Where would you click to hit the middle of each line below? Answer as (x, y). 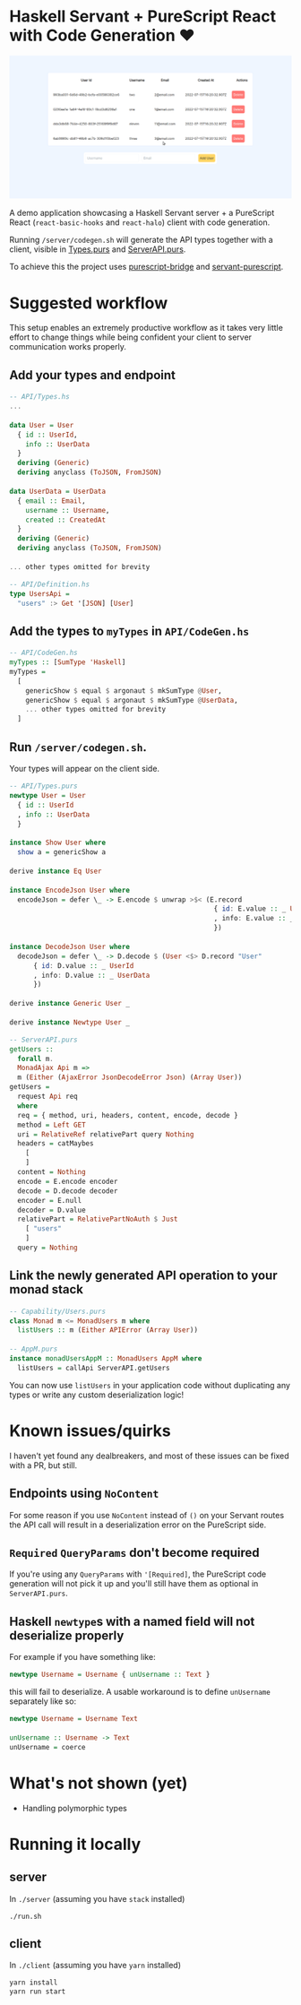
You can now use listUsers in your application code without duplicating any (150, 1385)
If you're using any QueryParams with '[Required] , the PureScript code (138, 1574)
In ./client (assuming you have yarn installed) (95, 1966)
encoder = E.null (50, 1200)
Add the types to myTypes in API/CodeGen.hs (129, 631)
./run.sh (26, 1916)
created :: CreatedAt (65, 520)
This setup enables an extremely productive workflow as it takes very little (146, 328)
